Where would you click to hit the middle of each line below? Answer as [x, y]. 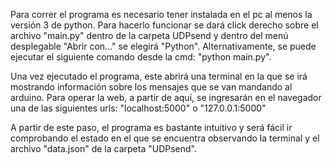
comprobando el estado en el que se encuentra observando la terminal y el [165, 138]
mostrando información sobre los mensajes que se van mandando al [151, 87]
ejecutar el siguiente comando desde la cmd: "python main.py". [141, 57]
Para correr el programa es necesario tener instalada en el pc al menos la [161, 14]
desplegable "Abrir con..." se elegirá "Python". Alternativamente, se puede [163, 46]
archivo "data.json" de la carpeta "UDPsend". [104, 148]
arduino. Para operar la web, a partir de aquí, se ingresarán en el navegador [166, 97]
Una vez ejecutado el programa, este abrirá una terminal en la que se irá [159, 76]
